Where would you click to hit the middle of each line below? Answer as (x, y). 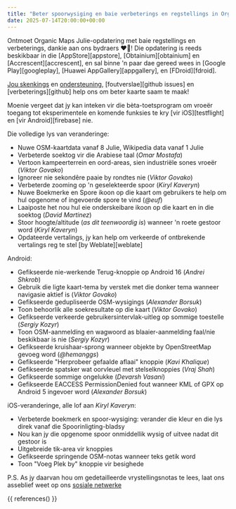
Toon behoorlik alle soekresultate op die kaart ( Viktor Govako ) (107, 309)
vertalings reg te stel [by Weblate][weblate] (80, 244)
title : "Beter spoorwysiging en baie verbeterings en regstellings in (113, 14)
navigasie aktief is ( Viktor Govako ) (67, 294)
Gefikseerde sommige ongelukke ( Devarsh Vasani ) (91, 377)
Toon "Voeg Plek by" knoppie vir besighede (80, 464)
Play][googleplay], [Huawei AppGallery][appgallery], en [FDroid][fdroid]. (112, 70)
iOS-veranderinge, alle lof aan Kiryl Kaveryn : (72, 405)
